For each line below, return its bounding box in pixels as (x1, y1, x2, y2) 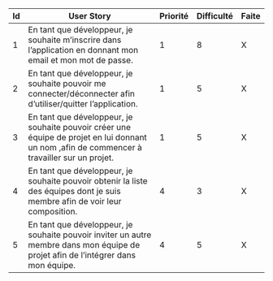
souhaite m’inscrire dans (28, 34, 122, 45)
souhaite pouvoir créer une (28, 122, 132, 132)
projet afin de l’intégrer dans (28, 249, 136, 261)
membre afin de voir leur (28, 196, 122, 206)
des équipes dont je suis (28, 186, 121, 197)
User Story (68, 11, 111, 21)
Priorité (159, 11, 189, 21)
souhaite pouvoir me (28, 78, 106, 89)
